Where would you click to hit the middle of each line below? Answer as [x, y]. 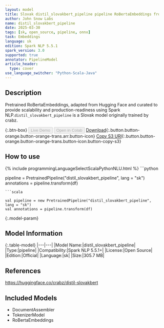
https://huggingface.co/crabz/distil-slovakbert [52, 283]
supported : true [21, 55]
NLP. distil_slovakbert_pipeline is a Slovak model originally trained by [77, 115]
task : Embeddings [23, 37]
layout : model [20, 10]
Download [96, 130]
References [23, 271]
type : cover [22, 69]
